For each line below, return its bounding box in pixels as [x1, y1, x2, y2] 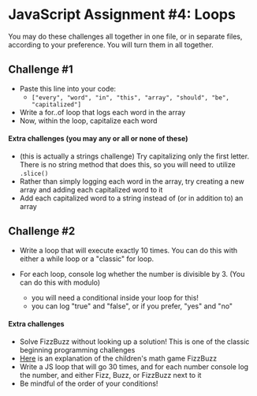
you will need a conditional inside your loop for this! [31, 293, 199, 302]
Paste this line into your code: [19, 84, 117, 93]
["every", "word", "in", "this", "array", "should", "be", [31, 93, 230, 102]
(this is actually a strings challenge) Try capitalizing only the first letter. [19, 151, 250, 161]
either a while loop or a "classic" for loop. [19, 254, 155, 263]
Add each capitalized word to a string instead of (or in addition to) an [19, 193, 244, 203]
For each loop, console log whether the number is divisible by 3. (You [19, 269, 245, 278]
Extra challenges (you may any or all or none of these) [8, 134, 188, 144]
